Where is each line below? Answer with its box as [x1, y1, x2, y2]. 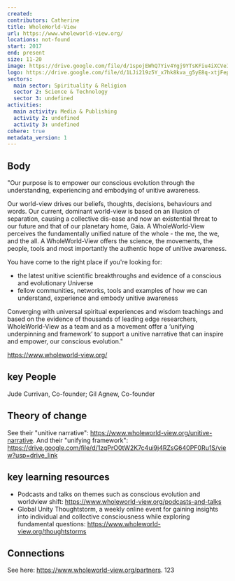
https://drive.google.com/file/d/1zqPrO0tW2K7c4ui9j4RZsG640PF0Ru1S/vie [7, 443, 227, 452]
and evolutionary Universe [17, 279, 94, 287]
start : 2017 [7, 43, 42, 50]
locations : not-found [7, 36, 71, 43]
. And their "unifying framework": [32, 436, 129, 444]
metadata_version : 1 [7, 134, 68, 141]
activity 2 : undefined [13, 114, 80, 121]
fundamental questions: [17, 519, 86, 528]
